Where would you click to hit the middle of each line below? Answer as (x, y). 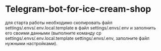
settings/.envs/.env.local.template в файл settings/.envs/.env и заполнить (80, 27)
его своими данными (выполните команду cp (53, 33)
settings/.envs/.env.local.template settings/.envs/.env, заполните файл (77, 38)
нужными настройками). (31, 43)
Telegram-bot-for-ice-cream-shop (78, 9)
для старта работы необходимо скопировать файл (59, 23)
